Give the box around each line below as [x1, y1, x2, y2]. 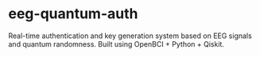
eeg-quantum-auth [8, 5, 138, 23]
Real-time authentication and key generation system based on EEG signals [8, 31, 252, 40]
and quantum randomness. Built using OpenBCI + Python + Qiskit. [8, 39, 225, 48]
